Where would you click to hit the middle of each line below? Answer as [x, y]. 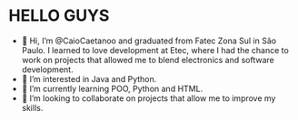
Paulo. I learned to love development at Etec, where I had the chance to [155, 50]
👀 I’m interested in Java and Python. [89, 78]
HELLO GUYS [59, 16]
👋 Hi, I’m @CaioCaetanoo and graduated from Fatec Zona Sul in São [149, 41]
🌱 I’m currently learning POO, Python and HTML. [112, 88]
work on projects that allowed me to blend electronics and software [148, 60]
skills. [32, 107]
